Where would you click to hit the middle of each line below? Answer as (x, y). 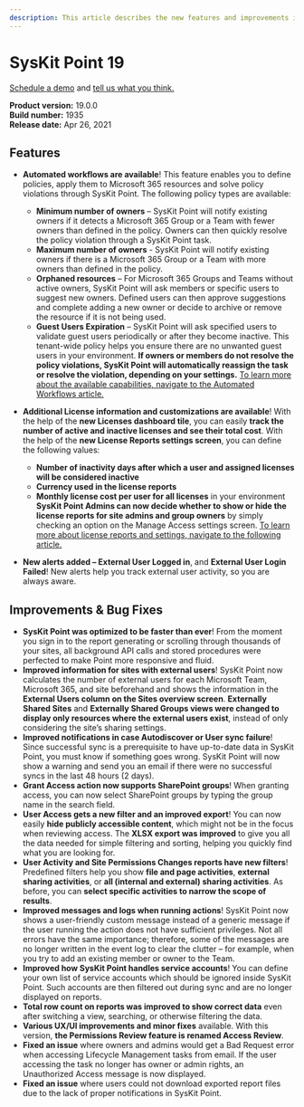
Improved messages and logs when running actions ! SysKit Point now (156, 911)
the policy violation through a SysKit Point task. (124, 240)
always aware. (49, 581)
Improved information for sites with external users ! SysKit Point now (152, 670)
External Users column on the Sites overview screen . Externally (144, 699)
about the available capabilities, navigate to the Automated (145, 385)
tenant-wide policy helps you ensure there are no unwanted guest (159, 346)
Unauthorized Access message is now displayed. (114, 1074)
